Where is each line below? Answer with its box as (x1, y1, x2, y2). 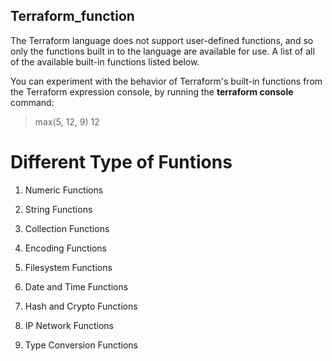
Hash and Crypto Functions (24, 300, 138, 312)
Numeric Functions (24, 184, 104, 196)
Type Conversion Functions (24, 339, 138, 351)
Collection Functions (24, 222, 110, 234)
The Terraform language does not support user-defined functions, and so (10, 34, 314, 46)
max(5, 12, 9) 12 (34, 115, 100, 128)
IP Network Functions (24, 319, 115, 331)
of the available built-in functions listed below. (10, 55, 200, 68)
